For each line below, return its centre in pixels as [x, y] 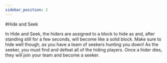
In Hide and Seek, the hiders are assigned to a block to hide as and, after [80, 33]
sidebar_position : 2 [27, 10]
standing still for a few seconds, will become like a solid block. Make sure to [83, 39]
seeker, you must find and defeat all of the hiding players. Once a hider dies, [84, 49]
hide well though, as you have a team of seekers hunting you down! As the [82, 44]
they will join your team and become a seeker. [52, 55]
